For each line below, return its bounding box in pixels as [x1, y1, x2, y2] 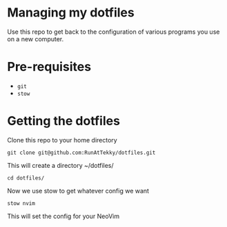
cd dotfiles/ [7, 174, 45, 182]
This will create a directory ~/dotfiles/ [7, 161, 114, 169]
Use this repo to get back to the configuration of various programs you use [7, 28, 220, 36]
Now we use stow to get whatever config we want [7, 186, 150, 195]
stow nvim [7, 199, 36, 207]
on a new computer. [7, 34, 64, 43]
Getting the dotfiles [7, 113, 121, 129]
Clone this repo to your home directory [7, 136, 117, 144]
